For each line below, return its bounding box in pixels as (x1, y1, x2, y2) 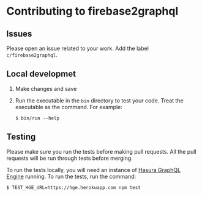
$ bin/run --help (15, 115, 60, 121)
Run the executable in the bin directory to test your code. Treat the (15, 96, 184, 104)
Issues (6, 29, 32, 39)
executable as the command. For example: (15, 103, 122, 110)
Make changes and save (15, 85, 77, 92)
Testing (6, 132, 36, 142)
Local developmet (6, 69, 77, 79)
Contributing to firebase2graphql (6, 4, 179, 18)
